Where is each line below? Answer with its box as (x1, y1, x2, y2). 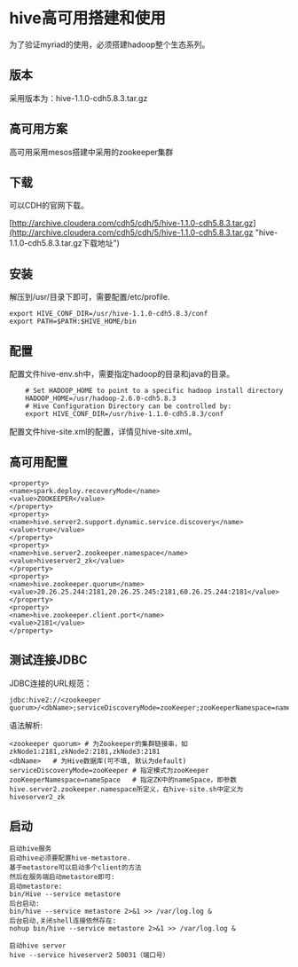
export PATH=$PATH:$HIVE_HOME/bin (9, 317, 137, 326)
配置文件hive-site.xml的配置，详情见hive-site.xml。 (9, 427, 197, 436)
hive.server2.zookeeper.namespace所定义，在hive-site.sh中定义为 (9, 784, 244, 794)
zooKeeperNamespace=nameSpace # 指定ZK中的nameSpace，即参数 (9, 775, 238, 784)
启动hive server (9, 941, 67, 950)
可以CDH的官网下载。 (9, 200, 89, 211)
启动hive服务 (9, 845, 52, 853)
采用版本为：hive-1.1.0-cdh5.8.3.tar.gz (9, 92, 148, 103)
